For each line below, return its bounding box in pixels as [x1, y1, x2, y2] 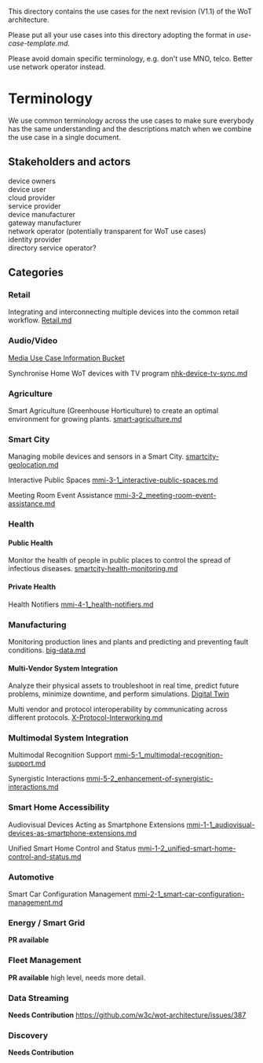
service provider [8, 201, 61, 211]
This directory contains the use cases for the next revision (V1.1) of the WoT [8, 7, 253, 16]
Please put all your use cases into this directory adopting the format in [8, 31, 236, 39]
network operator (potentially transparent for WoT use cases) [8, 226, 206, 235]
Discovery [8, 1030, 49, 1041]
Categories [8, 266, 64, 279]
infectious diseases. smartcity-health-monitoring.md [8, 564, 178, 574]
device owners [8, 176, 57, 186]
